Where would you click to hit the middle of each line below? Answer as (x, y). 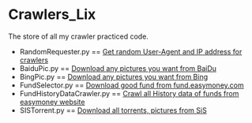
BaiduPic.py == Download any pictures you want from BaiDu (118, 68)
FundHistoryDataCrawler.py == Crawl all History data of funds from (129, 93)
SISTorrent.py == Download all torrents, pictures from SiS (113, 110)
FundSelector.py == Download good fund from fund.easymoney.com (132, 85)
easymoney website (52, 102)
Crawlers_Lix (52, 15)
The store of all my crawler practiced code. (78, 36)
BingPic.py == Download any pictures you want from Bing (114, 76)
